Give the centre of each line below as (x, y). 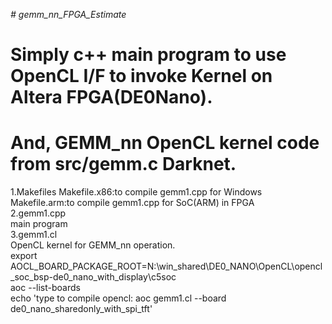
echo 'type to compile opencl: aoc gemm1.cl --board (118, 298)
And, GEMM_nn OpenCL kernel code (165, 143)
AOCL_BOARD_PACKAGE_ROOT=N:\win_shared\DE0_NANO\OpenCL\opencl (166, 266)
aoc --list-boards (45, 288)
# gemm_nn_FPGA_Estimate (68, 14)
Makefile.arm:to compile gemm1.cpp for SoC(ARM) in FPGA (132, 203)
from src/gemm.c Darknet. (123, 164)
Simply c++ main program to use (148, 55)
